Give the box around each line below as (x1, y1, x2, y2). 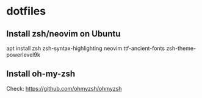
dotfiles (6, 4, 46, 18)
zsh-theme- (166, 44, 197, 52)
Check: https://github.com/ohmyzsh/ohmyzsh (6, 85, 122, 92)
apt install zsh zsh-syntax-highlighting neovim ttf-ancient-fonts (6, 44, 165, 52)
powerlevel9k (6, 51, 41, 58)
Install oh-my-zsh (6, 69, 76, 79)
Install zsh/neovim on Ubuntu (6, 29, 121, 39)
